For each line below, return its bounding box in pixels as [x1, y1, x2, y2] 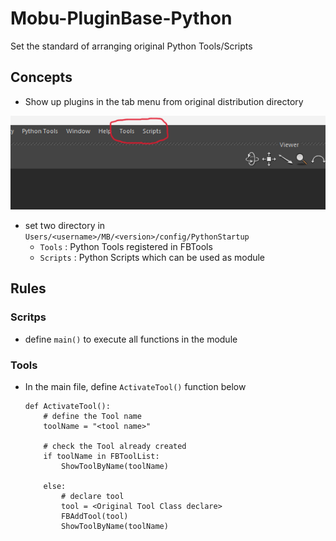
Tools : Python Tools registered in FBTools [39, 240, 213, 252]
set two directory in [24, 219, 106, 231]
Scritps [10, 310, 47, 324]
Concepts [10, 69, 73, 86]
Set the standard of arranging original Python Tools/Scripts [10, 40, 253, 52]
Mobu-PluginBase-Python [10, 7, 233, 30]
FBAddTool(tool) [61, 511, 129, 521]
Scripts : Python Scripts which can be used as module [39, 251, 266, 263]
